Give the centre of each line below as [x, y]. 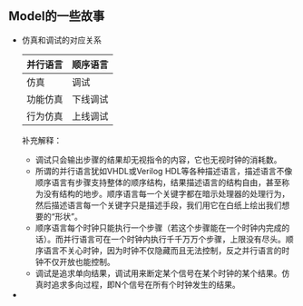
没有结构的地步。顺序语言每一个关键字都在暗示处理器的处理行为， [166, 193]
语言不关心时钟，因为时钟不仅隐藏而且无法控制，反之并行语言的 [162, 250]
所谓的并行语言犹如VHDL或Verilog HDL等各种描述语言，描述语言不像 [164, 171]
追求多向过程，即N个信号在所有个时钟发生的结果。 [146, 284]
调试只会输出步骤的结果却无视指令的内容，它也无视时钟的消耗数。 [158, 159]
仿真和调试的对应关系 [61, 40]
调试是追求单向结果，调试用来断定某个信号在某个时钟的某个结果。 [158, 273]
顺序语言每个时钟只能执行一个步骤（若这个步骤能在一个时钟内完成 [158, 227]
